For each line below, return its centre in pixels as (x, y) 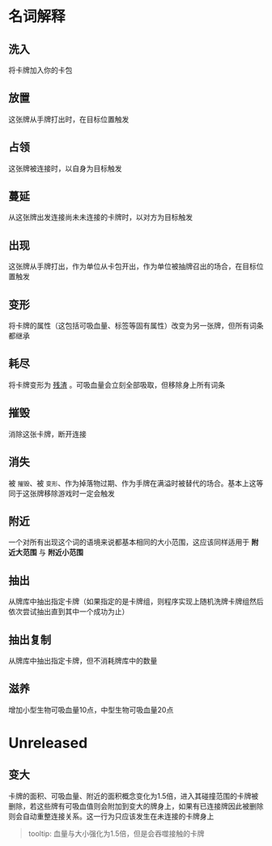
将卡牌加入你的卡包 (40, 70)
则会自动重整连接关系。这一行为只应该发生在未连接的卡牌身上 (111, 816)
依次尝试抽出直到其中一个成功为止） (69, 612)
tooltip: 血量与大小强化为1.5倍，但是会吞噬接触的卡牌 (116, 833)
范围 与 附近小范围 (53, 552)
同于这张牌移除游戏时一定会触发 (62, 493)
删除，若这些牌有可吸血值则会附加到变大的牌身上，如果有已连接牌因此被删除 (136, 806)
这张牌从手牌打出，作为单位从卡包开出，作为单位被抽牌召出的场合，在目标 (132, 266)
